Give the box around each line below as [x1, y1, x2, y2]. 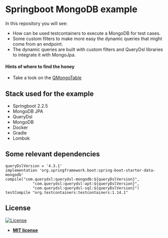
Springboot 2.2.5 [12, 103, 48, 109]
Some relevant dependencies [5, 150, 100, 158]
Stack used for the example [5, 89, 94, 98]
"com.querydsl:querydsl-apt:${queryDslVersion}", [32, 181, 140, 186]
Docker [12, 124, 28, 130]
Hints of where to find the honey [5, 63, 75, 70]
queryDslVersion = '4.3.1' [5, 163, 62, 168]
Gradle [12, 129, 27, 135]
